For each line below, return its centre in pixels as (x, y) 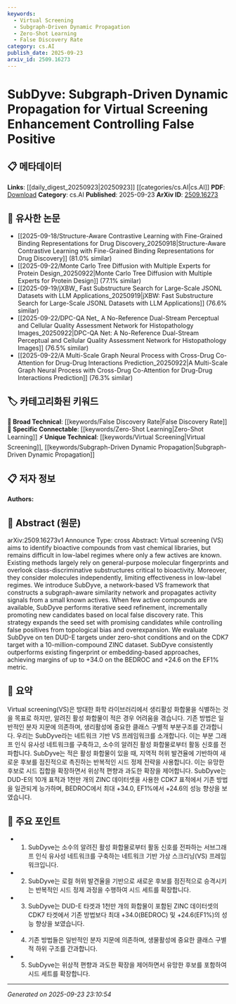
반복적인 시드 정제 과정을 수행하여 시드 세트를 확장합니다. (113, 889)
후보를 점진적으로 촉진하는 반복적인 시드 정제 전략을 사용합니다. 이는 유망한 (122, 762)
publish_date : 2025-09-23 (45, 53)
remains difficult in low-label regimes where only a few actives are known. (114, 555)
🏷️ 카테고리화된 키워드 (53, 401)
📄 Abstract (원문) (44, 523)
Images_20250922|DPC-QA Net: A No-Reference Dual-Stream (108, 333)
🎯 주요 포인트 (34, 822)
